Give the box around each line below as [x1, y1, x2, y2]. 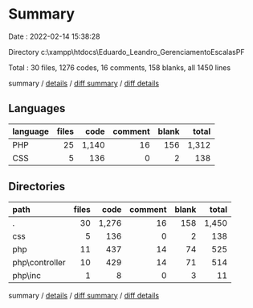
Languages [8, 102, 66, 115]
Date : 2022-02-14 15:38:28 [8, 31, 100, 41]
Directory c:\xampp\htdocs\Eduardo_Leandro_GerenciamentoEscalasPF [8, 47, 245, 56]
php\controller [12, 256, 66, 268]
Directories [8, 180, 66, 194]
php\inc [12, 269, 42, 281]
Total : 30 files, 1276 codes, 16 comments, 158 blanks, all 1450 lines [8, 62, 231, 73]
